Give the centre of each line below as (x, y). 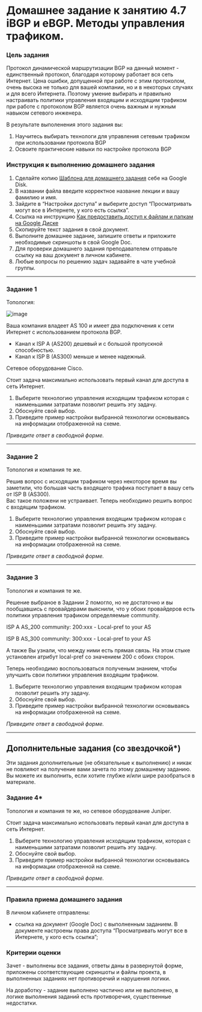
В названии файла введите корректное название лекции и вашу (97, 191)
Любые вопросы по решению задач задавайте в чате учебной (95, 261)
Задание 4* (25, 798)
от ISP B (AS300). (28, 494)
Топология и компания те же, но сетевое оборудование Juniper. (89, 811)
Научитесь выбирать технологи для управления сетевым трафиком (103, 136)
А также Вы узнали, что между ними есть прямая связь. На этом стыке (98, 650)
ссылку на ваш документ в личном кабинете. (73, 255)
